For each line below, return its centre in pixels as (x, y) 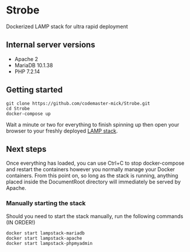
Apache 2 (26, 59)
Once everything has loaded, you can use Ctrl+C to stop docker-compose (95, 163)
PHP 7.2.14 (27, 71)
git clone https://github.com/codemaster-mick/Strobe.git (78, 103)
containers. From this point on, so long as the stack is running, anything (92, 176)
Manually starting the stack (46, 203)
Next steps (26, 149)
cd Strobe (18, 108)
